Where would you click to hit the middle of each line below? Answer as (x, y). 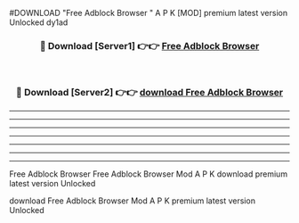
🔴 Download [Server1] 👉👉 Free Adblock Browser (149, 45)
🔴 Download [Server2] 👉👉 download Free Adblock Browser (149, 93)
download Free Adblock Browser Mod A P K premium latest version (133, 201)
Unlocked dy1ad (39, 22)
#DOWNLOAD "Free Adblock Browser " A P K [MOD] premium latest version (148, 13)
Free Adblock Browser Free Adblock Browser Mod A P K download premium (148, 174)
